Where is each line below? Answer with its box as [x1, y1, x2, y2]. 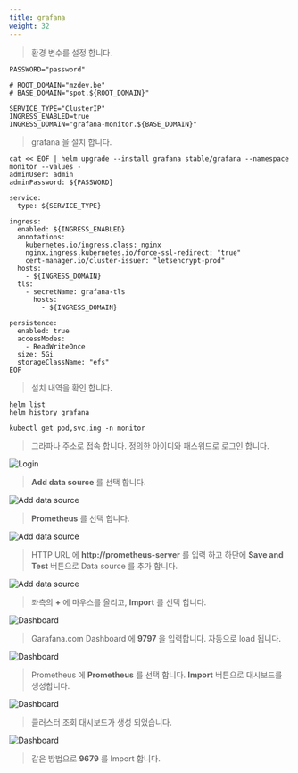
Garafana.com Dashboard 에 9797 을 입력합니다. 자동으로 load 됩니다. [30, 633, 282, 643]
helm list [9, 399, 46, 409]
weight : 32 [9, 21, 50, 30]
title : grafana [9, 13, 66, 22]
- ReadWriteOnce [25, 341, 87, 351]
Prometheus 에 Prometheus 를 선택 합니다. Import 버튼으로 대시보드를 [30, 669, 283, 680]
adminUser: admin [9, 170, 74, 179]
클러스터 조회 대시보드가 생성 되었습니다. [30, 717, 172, 727]
